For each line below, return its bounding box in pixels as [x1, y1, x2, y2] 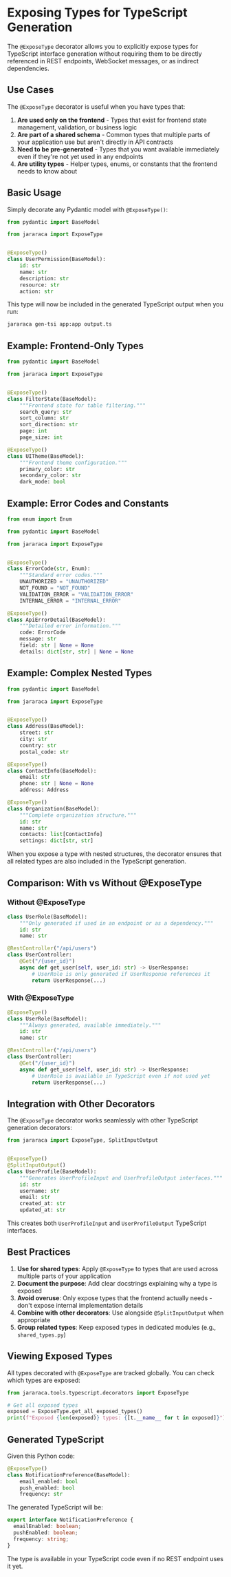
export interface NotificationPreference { [7, 1516, 134, 1523]
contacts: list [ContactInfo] [19, 831, 103, 838]
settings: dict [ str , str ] [19, 837, 94, 844]
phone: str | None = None [19, 780, 94, 787]
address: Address [19, 786, 69, 793]
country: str [19, 742, 57, 749]
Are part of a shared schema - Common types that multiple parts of [16, 130, 210, 138]
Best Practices [7, 1246, 71, 1258]
